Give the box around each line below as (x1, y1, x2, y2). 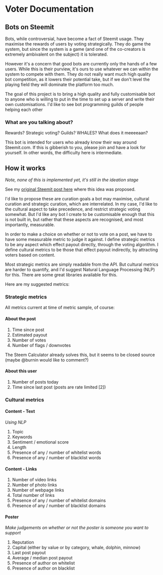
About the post (5, 316, 36, 321)
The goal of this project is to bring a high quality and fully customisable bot (5, 91, 155, 97)
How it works (5, 164, 46, 172)
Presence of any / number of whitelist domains (12, 497, 106, 504)
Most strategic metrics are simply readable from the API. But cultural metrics (5, 261, 159, 267)
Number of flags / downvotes (12, 342, 71, 348)
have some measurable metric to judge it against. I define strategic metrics (5, 236, 155, 242)
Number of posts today (12, 379, 59, 384)
